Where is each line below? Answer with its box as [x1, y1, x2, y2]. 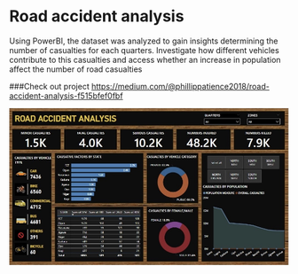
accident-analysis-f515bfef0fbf [9, 90, 123, 101]
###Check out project [9, 81, 90, 91]
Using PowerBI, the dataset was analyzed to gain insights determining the [9, 35, 278, 46]
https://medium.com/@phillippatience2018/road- [91, 81, 271, 91]
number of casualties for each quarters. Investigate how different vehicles [9, 44, 279, 55]
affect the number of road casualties [9, 64, 143, 74]
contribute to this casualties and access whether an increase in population [9, 54, 281, 65]
